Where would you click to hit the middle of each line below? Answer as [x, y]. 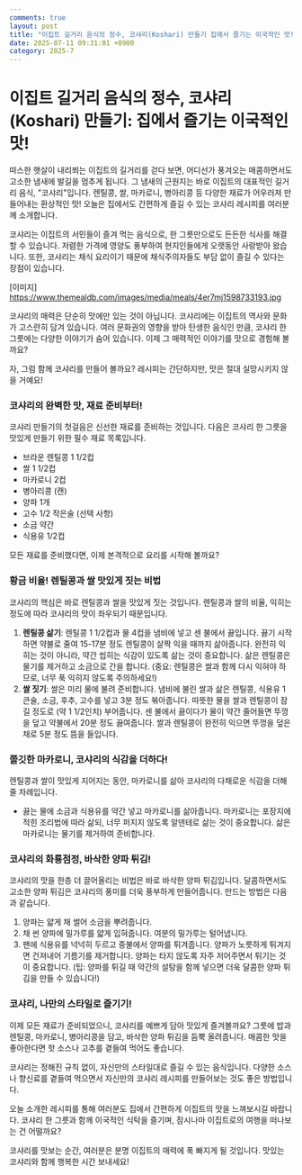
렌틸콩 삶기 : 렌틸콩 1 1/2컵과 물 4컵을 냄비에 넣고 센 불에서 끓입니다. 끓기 [149, 632]
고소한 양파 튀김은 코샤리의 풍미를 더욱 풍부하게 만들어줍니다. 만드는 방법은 [140, 891]
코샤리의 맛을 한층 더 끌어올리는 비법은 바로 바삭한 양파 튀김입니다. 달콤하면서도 [148, 881]
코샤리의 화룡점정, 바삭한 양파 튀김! [80, 859]
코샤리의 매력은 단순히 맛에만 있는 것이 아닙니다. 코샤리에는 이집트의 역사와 [140, 316]
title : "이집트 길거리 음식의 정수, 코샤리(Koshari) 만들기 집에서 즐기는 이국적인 [145, 34]
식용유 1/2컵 [44, 536]
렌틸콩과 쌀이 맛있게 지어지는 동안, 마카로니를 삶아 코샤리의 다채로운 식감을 [140, 781]
